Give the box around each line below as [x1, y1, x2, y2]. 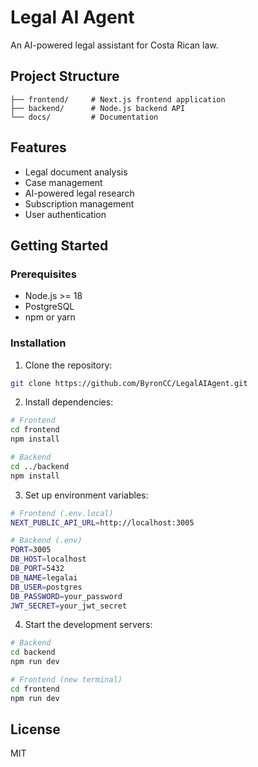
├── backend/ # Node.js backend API [10, 103, 186, 113]
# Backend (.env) [10, 536, 83, 546]
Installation [10, 336, 67, 350]
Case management [24, 176, 103, 188]
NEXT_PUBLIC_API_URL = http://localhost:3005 [10, 517, 195, 528]
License [10, 721, 61, 738]
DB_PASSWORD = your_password [10, 591, 123, 601]
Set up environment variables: [24, 489, 149, 501]
